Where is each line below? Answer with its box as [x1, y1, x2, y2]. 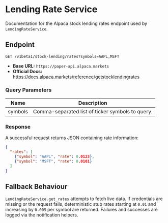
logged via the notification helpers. [5, 212, 78, 218]
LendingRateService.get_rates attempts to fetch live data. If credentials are [5, 196, 163, 202]
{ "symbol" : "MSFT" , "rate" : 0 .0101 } [14, 158, 93, 164]
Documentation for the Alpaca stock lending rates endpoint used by [5, 20, 148, 26]
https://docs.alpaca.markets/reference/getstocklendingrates [12, 74, 140, 80]
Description [78, 100, 108, 107]
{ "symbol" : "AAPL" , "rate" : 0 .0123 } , [14, 154, 95, 160]
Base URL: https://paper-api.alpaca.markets [12, 62, 109, 69]
